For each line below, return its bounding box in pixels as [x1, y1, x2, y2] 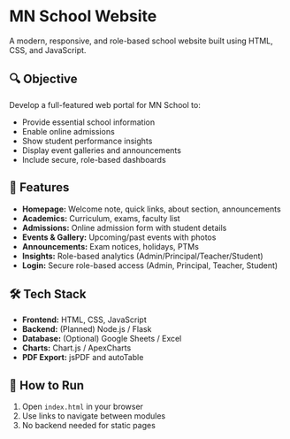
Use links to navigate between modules [21, 411, 166, 421]
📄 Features [9, 180, 70, 196]
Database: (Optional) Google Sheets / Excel [21, 334, 182, 344]
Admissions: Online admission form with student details [21, 222, 227, 233]
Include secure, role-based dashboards [21, 154, 166, 165]
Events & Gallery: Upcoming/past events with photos [21, 232, 217, 243]
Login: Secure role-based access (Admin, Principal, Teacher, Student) [21, 259, 279, 271]
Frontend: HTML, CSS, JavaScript [21, 314, 148, 325]
